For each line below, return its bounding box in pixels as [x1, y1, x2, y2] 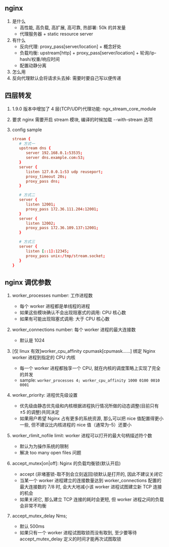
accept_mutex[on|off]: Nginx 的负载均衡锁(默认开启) [12, 460, 121, 467]
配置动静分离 [19, 62, 47, 68]
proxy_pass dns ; [25, 179, 60, 184]
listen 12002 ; [25, 221, 56, 226]
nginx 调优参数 [5, 278, 52, 286]
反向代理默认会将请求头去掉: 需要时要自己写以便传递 [12, 75, 121, 81]
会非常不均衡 [19, 503, 47, 509]
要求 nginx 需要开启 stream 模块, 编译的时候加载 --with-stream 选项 [12, 116, 153, 122]
